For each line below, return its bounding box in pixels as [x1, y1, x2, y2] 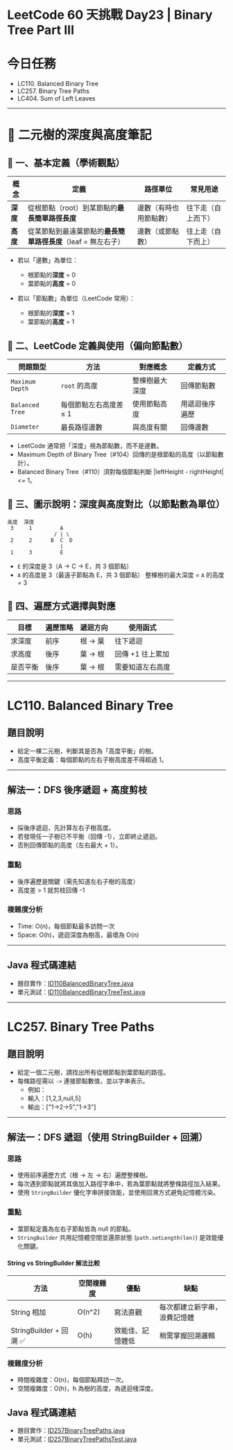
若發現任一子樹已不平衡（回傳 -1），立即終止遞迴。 [17, 833, 162, 841]
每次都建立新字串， [159, 1302, 223, 1312]
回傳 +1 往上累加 [114, 649, 170, 658]
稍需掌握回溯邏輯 [159, 1331, 216, 1340]
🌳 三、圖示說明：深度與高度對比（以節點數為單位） [7, 498, 225, 511]
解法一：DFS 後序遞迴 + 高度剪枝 [7, 784, 148, 796]
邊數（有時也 [137, 203, 179, 213]
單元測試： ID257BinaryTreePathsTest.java [17, 1435, 137, 1443]
